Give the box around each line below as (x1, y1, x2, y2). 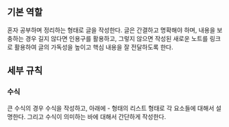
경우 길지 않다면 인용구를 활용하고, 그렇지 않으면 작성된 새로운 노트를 (25, 34, 208, 42)
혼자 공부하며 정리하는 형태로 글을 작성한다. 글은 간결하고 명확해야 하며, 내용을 (7, 26, 216, 34)
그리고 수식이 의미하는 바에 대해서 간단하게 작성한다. (27, 112, 167, 121)
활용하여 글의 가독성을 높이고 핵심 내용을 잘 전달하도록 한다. (14, 43, 173, 51)
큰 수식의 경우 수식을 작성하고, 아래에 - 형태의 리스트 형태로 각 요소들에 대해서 (7, 104, 215, 112)
